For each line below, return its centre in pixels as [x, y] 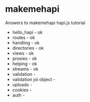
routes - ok [23, 37]
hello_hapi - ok [27, 32]
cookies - [22, 90]
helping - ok [24, 64]
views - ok [23, 53]
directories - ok [28, 48]
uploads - [22, 84]
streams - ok [25, 69]
